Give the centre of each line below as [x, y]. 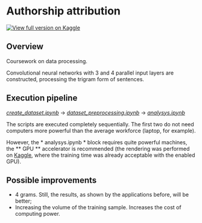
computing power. [37, 214]
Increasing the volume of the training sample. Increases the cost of [98, 207]
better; [23, 201]
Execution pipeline [42, 98]
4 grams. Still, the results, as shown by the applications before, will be [102, 195]
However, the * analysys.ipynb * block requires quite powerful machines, [97, 142]
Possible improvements [52, 180]
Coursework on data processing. [47, 61]
